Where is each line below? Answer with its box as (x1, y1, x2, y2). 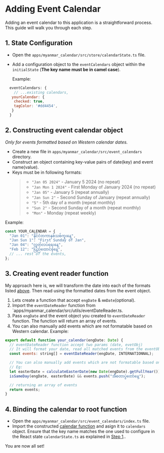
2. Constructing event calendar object (5, 126, 123, 135)
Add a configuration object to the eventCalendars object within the (12, 61, 145, 67)
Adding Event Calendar (5, 3, 101, 15)
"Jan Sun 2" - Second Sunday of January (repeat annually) (31, 194, 150, 200)
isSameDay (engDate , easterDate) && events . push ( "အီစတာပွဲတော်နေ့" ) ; (9, 373, 146, 379)
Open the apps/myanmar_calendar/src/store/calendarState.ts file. (12, 52, 146, 58)
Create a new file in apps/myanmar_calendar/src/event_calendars (12, 148, 143, 154)
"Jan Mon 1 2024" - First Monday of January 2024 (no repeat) (31, 184, 156, 190)
